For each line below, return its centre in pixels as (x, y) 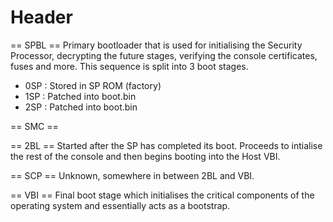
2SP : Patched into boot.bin (81, 107)
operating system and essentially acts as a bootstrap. (120, 205)
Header (41, 17)
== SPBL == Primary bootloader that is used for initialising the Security (156, 45)
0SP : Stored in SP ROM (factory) (93, 85)
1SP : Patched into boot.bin (80, 96)
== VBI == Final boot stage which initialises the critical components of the (162, 195)
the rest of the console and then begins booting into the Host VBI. (145, 156)
